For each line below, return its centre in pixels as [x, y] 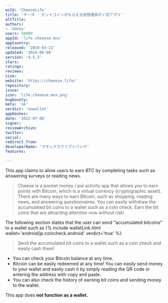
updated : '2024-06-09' [29, 52]
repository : [18, 85]
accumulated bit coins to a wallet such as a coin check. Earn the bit [88, 207]
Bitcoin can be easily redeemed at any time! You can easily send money [88, 263]
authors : [14, 24]
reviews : [14, 72]
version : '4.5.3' [24, 57]
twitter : [14, 132]
